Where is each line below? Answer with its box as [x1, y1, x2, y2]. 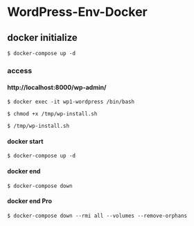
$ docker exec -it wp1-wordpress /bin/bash [7, 98, 135, 106]
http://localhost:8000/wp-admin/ [7, 83, 107, 91]
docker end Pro [7, 197, 53, 205]
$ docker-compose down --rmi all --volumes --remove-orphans [7, 212, 188, 219]
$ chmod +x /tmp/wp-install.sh [7, 111, 98, 117]
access [7, 66, 33, 75]
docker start [7, 137, 44, 145]
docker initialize [7, 32, 78, 44]
